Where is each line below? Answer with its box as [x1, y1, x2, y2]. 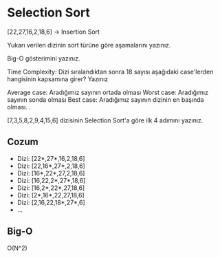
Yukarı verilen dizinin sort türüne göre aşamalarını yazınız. [7, 41, 171, 49]
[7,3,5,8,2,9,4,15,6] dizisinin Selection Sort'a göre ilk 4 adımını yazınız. [7, 116, 203, 125]
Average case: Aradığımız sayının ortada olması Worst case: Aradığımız [7, 88, 208, 96]
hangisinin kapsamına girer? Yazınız [7, 74, 109, 83]
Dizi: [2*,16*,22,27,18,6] [16, 191, 85, 199]
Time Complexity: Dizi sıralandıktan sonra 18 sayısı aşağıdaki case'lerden [7, 67, 214, 76]
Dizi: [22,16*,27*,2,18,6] [16, 162, 86, 170]
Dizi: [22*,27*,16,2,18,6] [16, 154, 85, 162]
